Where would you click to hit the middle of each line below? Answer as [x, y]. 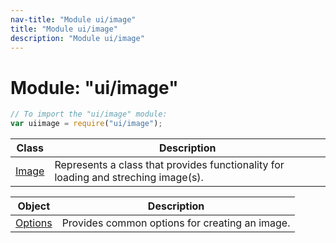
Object [34, 206]
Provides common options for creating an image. [176, 223]
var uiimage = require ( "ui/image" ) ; [86, 124]
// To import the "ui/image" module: [89, 114]
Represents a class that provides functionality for [169, 165]
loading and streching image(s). [129, 178]
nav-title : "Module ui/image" [73, 19]
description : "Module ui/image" [77, 38]
